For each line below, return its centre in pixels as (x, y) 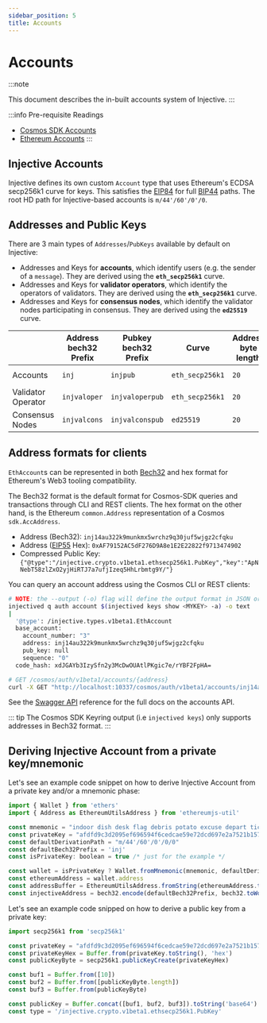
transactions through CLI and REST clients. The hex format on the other (125, 504)
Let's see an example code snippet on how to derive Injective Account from (132, 782)
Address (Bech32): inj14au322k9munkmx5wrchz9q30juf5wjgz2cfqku (126, 536)
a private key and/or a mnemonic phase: (74, 791)
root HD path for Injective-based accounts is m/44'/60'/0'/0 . (108, 200)
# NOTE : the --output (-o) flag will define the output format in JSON (129, 599)
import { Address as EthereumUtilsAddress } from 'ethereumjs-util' (124, 813)
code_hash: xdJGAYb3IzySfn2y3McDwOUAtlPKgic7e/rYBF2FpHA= (114, 665)
